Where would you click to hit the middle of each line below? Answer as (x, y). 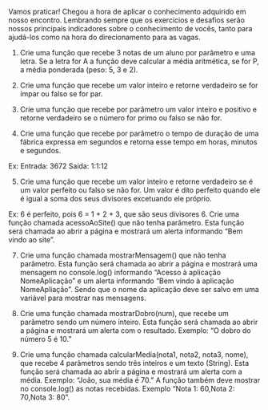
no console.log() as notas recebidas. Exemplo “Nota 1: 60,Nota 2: (127, 389)
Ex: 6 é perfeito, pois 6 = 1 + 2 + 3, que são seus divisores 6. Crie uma (124, 214)
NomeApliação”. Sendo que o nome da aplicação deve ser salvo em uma (140, 289)
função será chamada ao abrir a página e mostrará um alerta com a (131, 371)
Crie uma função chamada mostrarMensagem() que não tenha (123, 255)
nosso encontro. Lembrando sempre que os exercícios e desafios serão (127, 20)
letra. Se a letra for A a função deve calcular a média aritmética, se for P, (140, 61)
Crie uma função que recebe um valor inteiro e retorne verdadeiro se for (139, 85)
